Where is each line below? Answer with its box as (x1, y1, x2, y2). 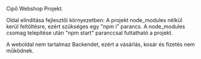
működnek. (6, 47, 34, 54)
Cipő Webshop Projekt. (6, 5, 64, 12)
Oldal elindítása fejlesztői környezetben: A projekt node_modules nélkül (6, 17, 183, 23)
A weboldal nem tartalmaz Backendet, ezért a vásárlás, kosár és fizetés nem (6, 41, 195, 48)
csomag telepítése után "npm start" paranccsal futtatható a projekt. (6, 29, 173, 36)
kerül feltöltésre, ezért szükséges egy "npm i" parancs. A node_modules (6, 23, 185, 30)
